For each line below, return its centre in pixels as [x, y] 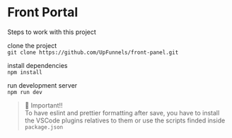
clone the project [32, 45]
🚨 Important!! [43, 105]
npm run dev [25, 92]
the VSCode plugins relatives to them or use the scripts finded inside [125, 120]
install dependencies [37, 65]
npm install [25, 72]
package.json [44, 127]
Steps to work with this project [52, 32]
